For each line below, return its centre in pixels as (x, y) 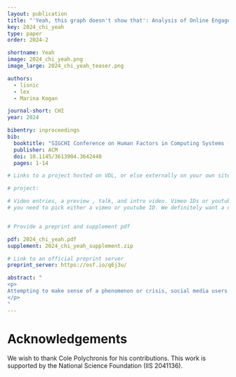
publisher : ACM (36, 150)
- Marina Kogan (36, 98)
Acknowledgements (67, 339)
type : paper (25, 33)
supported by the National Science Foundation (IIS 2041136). (95, 366)
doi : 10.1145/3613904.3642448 (58, 156)
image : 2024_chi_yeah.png (45, 60)
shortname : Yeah (31, 53)
